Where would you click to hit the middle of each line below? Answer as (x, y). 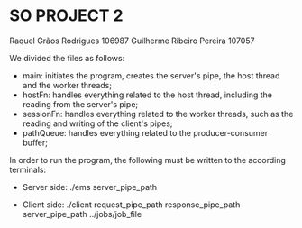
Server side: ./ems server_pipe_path (90, 187)
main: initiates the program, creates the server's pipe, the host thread (151, 75)
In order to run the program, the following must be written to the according (148, 160)
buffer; (35, 142)
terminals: (28, 169)
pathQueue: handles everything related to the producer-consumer (145, 132)
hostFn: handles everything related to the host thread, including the (147, 95)
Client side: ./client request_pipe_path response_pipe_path (131, 205)
